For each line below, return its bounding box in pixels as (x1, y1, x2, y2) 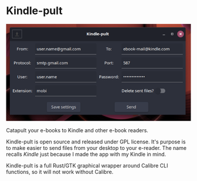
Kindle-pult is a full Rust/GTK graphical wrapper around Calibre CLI (6, 162, 168, 169)
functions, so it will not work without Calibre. (6, 169, 114, 176)
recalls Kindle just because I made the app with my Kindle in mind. (6, 151, 167, 158)
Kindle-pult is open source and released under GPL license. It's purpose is (6, 138, 186, 145)
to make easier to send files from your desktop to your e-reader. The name (6, 145, 186, 152)
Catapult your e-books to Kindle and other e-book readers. (6, 127, 148, 134)
